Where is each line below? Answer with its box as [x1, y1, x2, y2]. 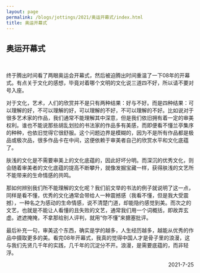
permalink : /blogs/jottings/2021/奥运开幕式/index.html [6, 14, 143, 20]
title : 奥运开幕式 [6, 20, 48, 26]
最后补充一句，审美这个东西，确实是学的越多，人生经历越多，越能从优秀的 [6, 227, 189, 234]
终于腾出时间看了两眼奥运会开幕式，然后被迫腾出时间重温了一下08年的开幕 [6, 72, 190, 79]
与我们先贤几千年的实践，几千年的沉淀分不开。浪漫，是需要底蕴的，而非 [6, 242, 183, 249]
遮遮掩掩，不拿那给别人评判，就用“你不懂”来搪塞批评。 [16, 214, 152, 221]
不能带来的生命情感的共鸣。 [6, 172, 74, 179]
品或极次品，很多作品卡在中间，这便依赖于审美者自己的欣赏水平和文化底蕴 [6, 136, 189, 144]
